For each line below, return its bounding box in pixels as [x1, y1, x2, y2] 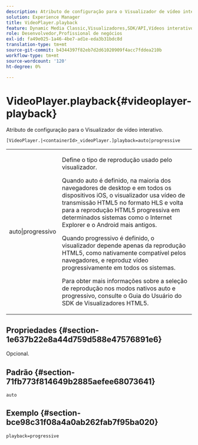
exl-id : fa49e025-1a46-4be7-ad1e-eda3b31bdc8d [6, 36, 123, 42]
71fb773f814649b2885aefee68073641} [6, 376, 156, 386]
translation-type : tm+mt [6, 42, 67, 48]
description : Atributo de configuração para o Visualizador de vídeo [6, 8, 181, 15]
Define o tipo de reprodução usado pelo [61, 156, 173, 164]
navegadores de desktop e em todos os [61, 184, 172, 192]
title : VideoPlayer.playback [6, 20, 78, 25]
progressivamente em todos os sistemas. [61, 264, 176, 272]
